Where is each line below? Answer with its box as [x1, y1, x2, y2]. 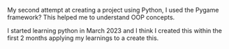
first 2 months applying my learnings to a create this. [7, 34, 159, 42]
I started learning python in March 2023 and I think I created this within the [7, 27, 222, 35]
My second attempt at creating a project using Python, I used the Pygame [7, 6, 219, 14]
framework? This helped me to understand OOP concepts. [7, 13, 175, 21]
